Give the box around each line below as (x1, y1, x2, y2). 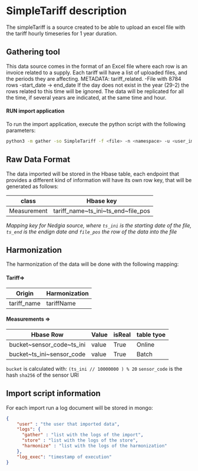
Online (136, 340, 155, 348)
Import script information (6, 388, 101, 398)
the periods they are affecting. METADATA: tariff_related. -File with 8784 (6, 75, 181, 82)
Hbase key (86, 196, 117, 205)
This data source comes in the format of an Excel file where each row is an (6, 62, 187, 70)
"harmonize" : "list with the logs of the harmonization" (21, 443, 167, 449)
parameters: (6, 127, 36, 134)
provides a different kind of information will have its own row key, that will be (6, 176, 192, 183)
